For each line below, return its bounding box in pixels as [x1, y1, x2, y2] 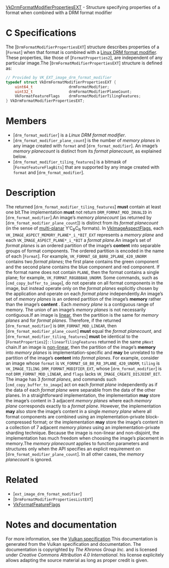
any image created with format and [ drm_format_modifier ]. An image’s [13, 143, 158, 149]
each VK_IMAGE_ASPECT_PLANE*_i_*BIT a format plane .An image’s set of [6, 237, 151, 243]
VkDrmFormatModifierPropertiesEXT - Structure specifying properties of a [6, 5, 160, 10]
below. [13, 154, 27, 160]
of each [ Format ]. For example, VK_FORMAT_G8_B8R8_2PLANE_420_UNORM [6, 253, 147, 259]
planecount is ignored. [6, 456, 52, 462]
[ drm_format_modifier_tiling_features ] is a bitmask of [13, 159, 127, 165]
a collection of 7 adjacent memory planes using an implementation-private [6, 424, 160, 430]
